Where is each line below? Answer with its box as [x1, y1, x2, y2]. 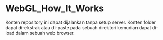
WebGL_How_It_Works [5, 3, 104, 14]
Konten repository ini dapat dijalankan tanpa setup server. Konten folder [5, 19, 156, 25]
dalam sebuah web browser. [15, 30, 75, 36]
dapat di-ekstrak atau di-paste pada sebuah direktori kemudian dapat [5, 24, 151, 30]
